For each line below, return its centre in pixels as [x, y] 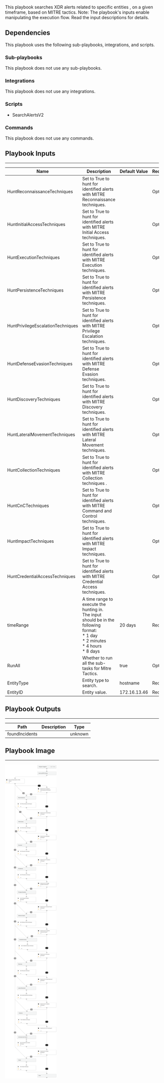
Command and [97, 511]
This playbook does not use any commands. [50, 138]
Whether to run [97, 658]
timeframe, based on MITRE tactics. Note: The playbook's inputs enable [77, 12]
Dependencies [28, 33]
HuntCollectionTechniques [34, 470]
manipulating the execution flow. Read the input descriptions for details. [77, 17]
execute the [94, 604]
